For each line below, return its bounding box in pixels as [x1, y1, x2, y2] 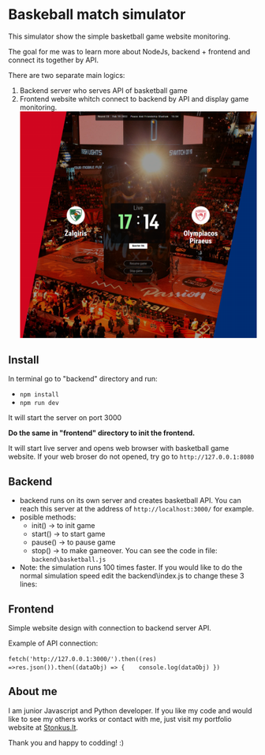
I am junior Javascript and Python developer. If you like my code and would [8, 705, 252, 715]
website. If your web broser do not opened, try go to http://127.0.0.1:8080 [8, 452, 255, 462]
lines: [19, 579, 38, 589]
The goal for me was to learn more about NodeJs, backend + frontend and [8, 46, 251, 56]
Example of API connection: [8, 638, 99, 648]
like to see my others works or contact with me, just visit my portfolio [8, 714, 233, 723]
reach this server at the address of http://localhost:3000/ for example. [19, 504, 255, 514]
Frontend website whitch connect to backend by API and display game [19, 94, 249, 103]
